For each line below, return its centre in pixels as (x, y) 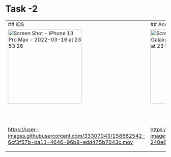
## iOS (16, 24)
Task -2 (22, 9)
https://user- (23, 129)
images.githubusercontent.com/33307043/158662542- (77, 136)
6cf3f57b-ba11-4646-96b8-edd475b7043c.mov (70, 142)
